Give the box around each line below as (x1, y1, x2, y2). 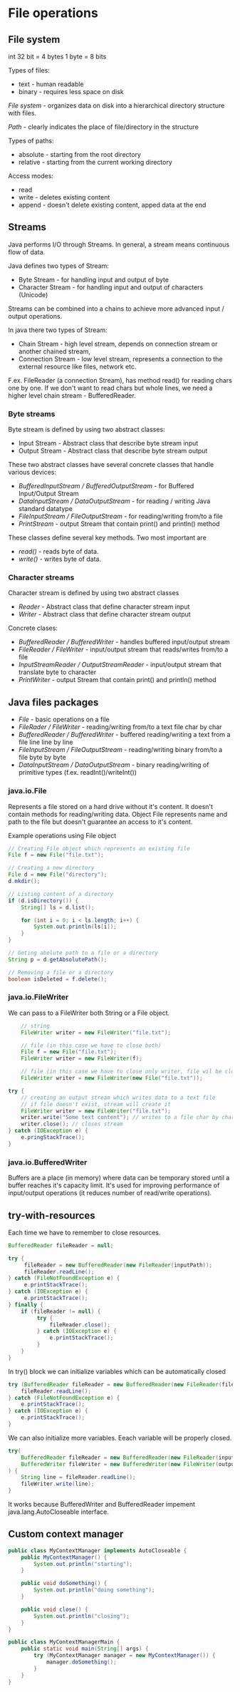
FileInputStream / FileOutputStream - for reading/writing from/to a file (18, 512, 223, 521)
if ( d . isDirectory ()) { (8, 897, 79, 904)
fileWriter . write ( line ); (21, 1480, 95, 1487)
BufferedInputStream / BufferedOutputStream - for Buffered (18, 482, 194, 490)
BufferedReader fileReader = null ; (8, 1242, 114, 1249)
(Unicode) (18, 290, 48, 299)
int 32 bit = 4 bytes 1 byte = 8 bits (8, 52, 107, 61)
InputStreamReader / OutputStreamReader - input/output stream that (18, 661, 221, 669)
